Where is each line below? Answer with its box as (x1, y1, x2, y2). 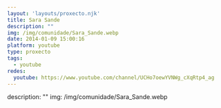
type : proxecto (7, 49, 51, 56)
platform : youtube (7, 42, 60, 49)
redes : (7, 67, 26, 74)
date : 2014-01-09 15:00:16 (7, 36, 85, 43)
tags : (7, 55, 23, 62)
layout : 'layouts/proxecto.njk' (7, 10, 100, 17)
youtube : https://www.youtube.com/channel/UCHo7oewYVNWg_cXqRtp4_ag (13, 74, 215, 81)
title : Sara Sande (7, 17, 60, 23)
